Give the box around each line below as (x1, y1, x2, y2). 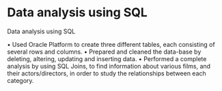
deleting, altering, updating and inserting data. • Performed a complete (7, 54, 207, 62)
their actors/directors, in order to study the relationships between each (7, 69, 206, 77)
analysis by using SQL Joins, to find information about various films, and (7, 62, 210, 70)
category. (7, 76, 34, 84)
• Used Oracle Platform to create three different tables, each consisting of (7, 40, 215, 48)
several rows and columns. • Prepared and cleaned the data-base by (7, 48, 202, 56)
